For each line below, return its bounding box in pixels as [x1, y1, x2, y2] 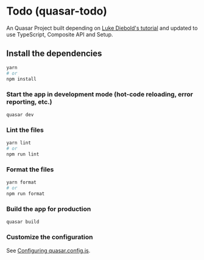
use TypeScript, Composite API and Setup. [6, 30, 114, 38]
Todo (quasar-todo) [6, 4, 108, 18]
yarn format [6, 179, 37, 185]
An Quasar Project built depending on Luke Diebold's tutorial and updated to [6, 24, 198, 32]
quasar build [6, 219, 40, 225]
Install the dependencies [6, 49, 102, 59]
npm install [6, 76, 37, 82]
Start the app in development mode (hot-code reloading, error [6, 90, 194, 98]
